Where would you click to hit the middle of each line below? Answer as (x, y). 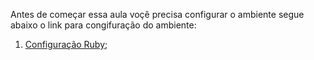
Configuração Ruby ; (66, 44)
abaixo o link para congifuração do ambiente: (103, 25)
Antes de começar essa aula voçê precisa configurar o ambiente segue (157, 14)
